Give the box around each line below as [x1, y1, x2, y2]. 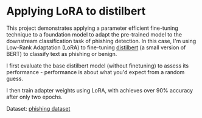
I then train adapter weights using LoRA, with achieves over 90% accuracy [6, 86, 193, 94]
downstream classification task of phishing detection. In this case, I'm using [6, 37, 197, 44]
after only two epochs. [6, 93, 63, 100]
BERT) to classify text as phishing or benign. [6, 50, 117, 57]
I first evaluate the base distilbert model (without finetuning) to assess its [6, 62, 189, 69]
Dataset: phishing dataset [6, 105, 71, 112]
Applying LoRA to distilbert [6, 4, 146, 18]
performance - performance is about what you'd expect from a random [6, 68, 185, 75]
